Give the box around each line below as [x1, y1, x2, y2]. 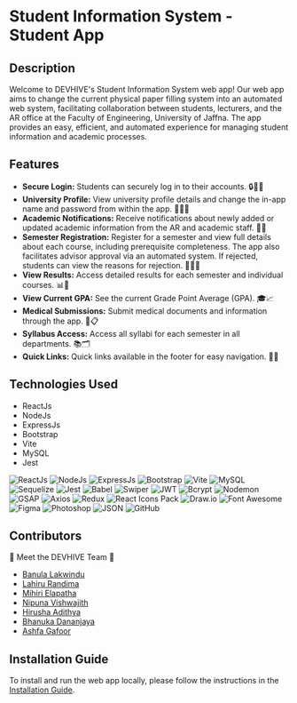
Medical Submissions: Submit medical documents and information [21, 305, 268, 316]
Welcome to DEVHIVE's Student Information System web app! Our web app [9, 84, 285, 94]
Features [9, 157, 59, 172]
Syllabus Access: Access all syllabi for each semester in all [21, 328, 241, 339]
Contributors [9, 529, 82, 544]
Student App [9, 25, 105, 45]
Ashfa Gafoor [21, 626, 72, 636]
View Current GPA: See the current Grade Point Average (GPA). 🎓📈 [21, 292, 275, 303]
